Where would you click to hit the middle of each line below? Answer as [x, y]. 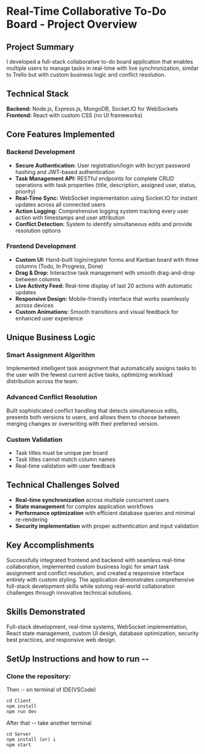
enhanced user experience [49, 318]
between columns [38, 279]
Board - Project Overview [72, 24]
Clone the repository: [39, 676]
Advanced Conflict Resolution [52, 397]
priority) [25, 191]
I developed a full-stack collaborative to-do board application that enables [100, 62]
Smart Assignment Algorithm [51, 355]
